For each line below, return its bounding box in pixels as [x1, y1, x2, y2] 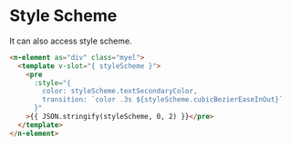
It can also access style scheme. [9, 35, 132, 46]
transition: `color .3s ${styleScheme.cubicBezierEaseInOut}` [42, 95, 284, 104]
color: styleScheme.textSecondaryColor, [42, 87, 198, 96]
